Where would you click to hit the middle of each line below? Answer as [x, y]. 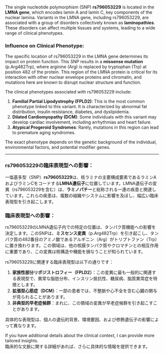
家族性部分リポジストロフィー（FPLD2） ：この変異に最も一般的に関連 [82, 272]
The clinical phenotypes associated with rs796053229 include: [68, 92]
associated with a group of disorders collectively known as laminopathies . [80, 23]
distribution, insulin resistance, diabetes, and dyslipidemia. [71, 112]
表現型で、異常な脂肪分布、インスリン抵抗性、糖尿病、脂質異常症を [85, 278]
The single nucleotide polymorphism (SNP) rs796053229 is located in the [80, 7]
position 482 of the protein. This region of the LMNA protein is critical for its [81, 72]
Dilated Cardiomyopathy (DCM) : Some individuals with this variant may [84, 117]
